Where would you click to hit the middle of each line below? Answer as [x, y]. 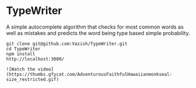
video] [46, 69]
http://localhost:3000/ [35, 59]
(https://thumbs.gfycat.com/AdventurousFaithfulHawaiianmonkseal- [89, 74]
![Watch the [21, 69]
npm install [21, 54]
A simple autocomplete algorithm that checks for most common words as [95, 27]
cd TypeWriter [24, 49]
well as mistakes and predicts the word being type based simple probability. [98, 33]
